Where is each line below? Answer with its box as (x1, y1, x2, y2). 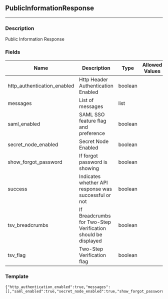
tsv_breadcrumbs (7, 222, 48, 229)
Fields (5, 48, 20, 55)
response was (79, 185, 112, 192)
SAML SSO (79, 111, 105, 118)
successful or (79, 192, 111, 199)
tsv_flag (7, 252, 26, 259)
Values (143, 67, 161, 74)
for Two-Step (79, 218, 111, 225)
